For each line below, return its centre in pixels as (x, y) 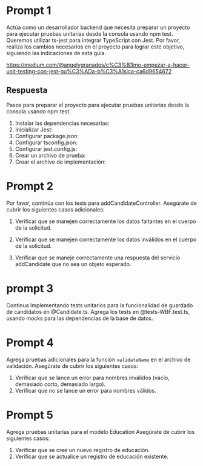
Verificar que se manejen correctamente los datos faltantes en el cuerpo (105, 221)
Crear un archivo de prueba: (50, 155)
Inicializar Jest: (34, 129)
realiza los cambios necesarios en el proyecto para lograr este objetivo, (95, 47)
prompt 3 (30, 288)
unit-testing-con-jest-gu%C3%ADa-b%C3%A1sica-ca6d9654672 (89, 71)
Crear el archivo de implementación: (60, 162)
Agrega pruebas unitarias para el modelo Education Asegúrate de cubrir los (101, 431)
